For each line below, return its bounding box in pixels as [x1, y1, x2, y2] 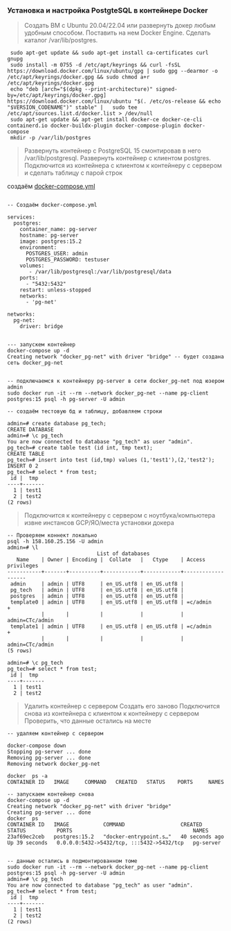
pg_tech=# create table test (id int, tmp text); [7, 445, 154, 452]
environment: [19, 244, 57, 251]
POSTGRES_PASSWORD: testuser [25, 256, 110, 264]
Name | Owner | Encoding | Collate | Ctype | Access [16, 556, 206, 563]
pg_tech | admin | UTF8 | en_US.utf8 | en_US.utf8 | [10, 587, 185, 594]
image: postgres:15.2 [19, 238, 82, 245]
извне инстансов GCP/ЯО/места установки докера [24, 519, 174, 527]
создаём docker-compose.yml [7, 182, 95, 191]
